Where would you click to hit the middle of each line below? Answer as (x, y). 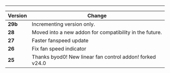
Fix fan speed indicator (59, 49)
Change (97, 16)
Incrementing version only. (63, 24)
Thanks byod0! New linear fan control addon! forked (94, 57)
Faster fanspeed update (60, 41)
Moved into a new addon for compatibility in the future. (97, 32)
